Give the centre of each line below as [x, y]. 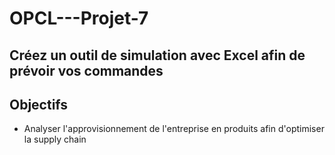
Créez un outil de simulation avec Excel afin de [157, 55]
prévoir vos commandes [86, 70]
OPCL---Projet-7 [79, 18]
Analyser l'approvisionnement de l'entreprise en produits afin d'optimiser [174, 129]
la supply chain [55, 139]
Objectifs [39, 104]
